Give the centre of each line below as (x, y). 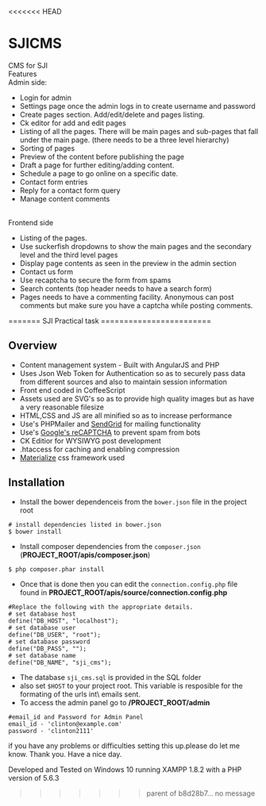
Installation (37, 483)
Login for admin (46, 98)
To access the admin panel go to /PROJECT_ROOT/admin (115, 702)
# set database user (42, 628)
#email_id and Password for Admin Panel (76, 717)
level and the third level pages (69, 255)
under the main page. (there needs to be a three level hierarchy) (124, 140)
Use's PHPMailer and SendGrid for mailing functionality (110, 424)
